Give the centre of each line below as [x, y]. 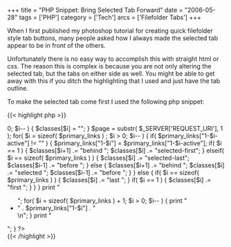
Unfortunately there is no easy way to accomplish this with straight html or [113, 59]
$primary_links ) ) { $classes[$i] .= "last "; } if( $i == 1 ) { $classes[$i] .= [109, 180]
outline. [18, 88]
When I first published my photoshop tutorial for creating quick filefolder [110, 31]
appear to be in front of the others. [56, 45]
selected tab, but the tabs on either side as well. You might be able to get [111, 73]
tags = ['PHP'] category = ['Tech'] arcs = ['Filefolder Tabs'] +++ [110, 17]
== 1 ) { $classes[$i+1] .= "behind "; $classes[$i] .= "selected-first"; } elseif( [116, 150]
